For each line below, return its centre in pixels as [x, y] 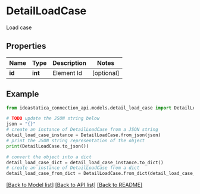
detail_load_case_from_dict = [44, 174]
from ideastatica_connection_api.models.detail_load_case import [89, 108]
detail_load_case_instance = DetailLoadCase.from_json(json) [84, 135]
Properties [26, 46]
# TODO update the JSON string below [53, 118]
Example [23, 94]
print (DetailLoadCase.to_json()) [48, 146]
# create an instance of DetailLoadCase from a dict [73, 168]
